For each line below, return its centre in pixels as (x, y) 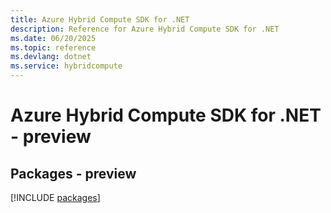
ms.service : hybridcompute (66, 66)
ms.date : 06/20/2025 (53, 38)
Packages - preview (73, 173)
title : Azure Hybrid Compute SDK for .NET (100, 19)
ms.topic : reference (53, 47)
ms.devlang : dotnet (51, 57)
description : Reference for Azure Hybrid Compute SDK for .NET (145, 29)
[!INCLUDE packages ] (55, 197)
